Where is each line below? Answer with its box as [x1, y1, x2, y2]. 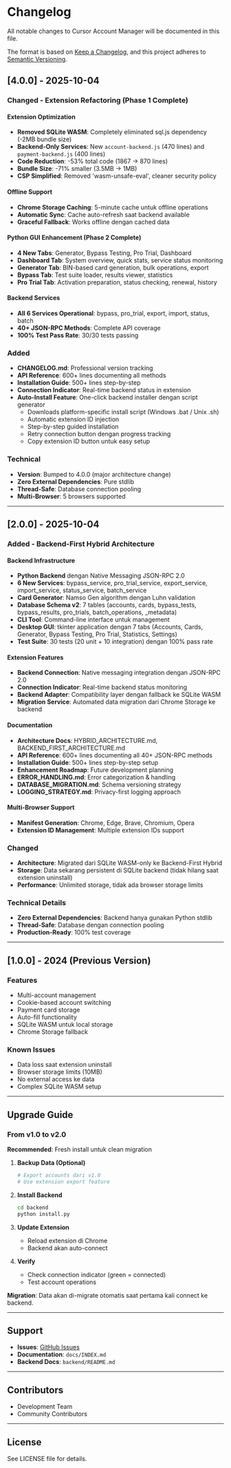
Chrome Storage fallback [16, 1028, 88, 1036]
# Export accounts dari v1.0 [16, 1172, 101, 1179]
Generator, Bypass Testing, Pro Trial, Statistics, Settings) [16, 630, 177, 638]
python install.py [16, 1210, 70, 1217]
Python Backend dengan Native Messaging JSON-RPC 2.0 [16, 571, 186, 580]
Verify [16, 1257, 36, 1265]
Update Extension [16, 1223, 70, 1231]
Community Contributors [16, 1410, 88, 1418]
